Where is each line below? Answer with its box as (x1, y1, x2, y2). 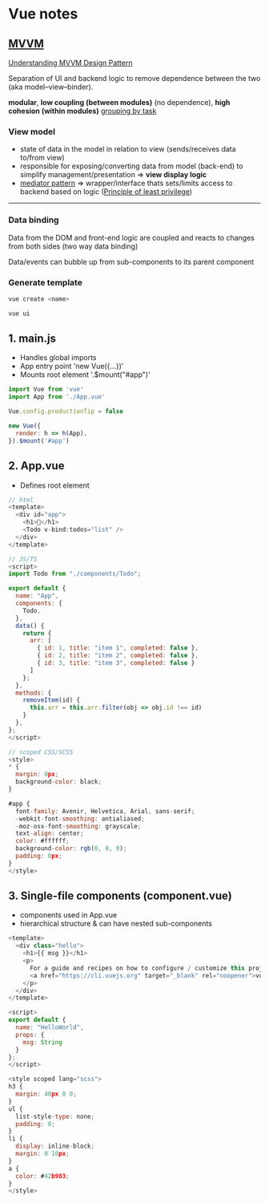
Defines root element (19, 480, 90, 490)
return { (22, 629, 52, 638)
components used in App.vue (19, 910, 118, 920)
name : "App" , (15, 592, 59, 600)
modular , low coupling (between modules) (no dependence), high (8, 98, 231, 107)
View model (8, 126, 56, 137)
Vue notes (8, 5, 78, 23)
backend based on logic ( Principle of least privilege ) (19, 187, 193, 196)
